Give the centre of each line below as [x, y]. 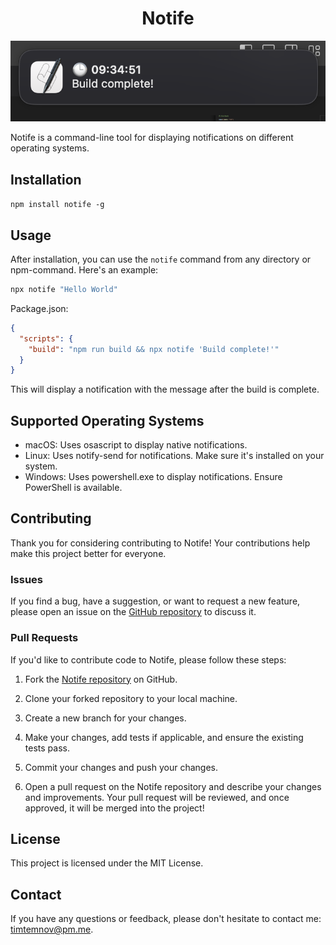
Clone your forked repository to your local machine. [131, 698]
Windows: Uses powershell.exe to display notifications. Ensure [153, 477]
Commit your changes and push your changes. [121, 767]
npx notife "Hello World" [64, 290]
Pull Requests [44, 638]
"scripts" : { [46, 338]
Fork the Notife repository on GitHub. [101, 679]
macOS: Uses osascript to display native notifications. [136, 445]
